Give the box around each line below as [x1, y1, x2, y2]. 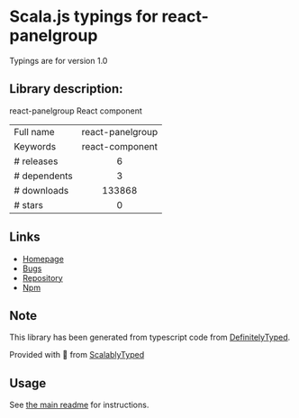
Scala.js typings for [9, 6, 159, 27]
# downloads [14, 184, 69, 196]
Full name [14, 125, 56, 138]
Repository [22, 272, 63, 283]
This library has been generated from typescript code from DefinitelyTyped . [9, 332, 291, 343]
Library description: [9, 81, 123, 96]
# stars [14, 198, 43, 211]
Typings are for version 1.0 [9, 55, 108, 66]
